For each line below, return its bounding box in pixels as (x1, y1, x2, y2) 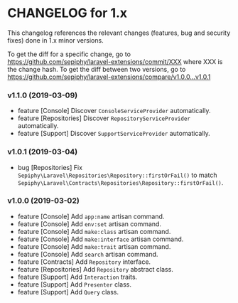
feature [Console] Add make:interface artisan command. (17, 235, 184, 243)
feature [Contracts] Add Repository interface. (17, 257, 151, 266)
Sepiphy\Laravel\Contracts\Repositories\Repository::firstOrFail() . (17, 178, 224, 186)
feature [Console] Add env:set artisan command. (17, 219, 162, 228)
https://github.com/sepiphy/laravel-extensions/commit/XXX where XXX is (7, 57, 223, 65)
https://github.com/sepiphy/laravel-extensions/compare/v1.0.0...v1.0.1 (7, 73, 211, 81)
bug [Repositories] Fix (17, 163, 83, 171)
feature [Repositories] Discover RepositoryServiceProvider (17, 114, 190, 122)
